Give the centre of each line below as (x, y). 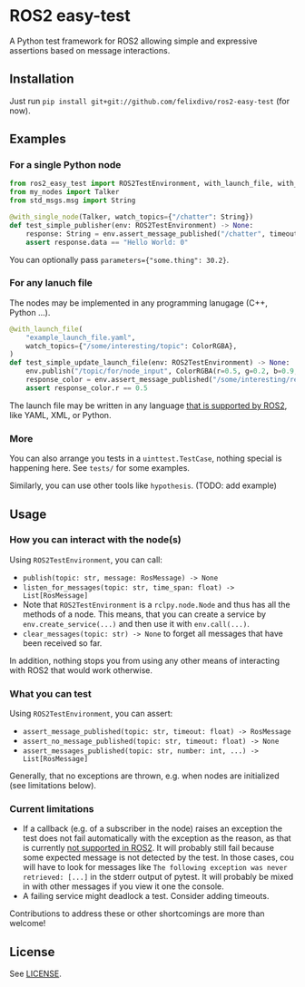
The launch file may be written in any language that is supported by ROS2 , (148, 406)
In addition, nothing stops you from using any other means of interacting (144, 660)
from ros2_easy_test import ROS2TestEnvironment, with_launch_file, (142, 184)
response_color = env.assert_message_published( (119, 380)
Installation (42, 79)
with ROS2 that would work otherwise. (81, 670)
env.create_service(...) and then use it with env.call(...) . (136, 623)
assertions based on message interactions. (90, 50)
